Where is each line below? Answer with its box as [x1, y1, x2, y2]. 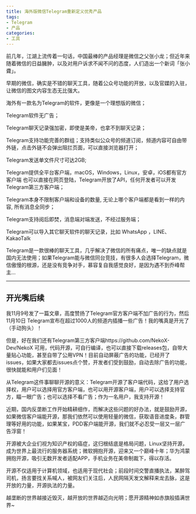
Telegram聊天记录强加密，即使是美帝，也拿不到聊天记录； [6, 124, 146, 131]
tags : [6, 14, 19, 20]
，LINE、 [148, 228, 170, 235]
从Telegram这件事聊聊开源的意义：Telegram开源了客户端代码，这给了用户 [6, 378, 184, 385]
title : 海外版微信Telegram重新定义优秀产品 [6, 8, 102, 15]
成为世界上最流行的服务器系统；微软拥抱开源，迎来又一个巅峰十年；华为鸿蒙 [6, 447, 190, 454]
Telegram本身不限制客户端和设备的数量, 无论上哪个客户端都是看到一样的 [6, 196, 180, 203]
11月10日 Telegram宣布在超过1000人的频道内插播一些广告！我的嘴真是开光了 [6, 317, 190, 324]
